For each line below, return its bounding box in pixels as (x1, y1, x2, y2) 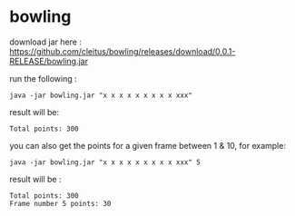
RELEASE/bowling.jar (9, 55, 89, 66)
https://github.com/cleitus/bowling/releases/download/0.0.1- (9, 45, 236, 56)
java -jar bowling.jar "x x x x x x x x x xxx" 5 (9, 157, 202, 167)
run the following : (9, 73, 77, 83)
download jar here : (9, 36, 82, 47)
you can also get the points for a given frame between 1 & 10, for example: (9, 140, 286, 151)
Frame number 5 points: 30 (9, 199, 112, 208)
